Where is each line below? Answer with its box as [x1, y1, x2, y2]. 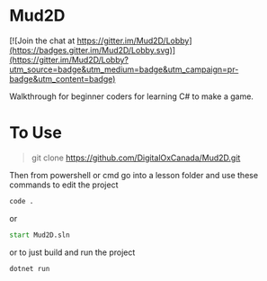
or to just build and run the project [9, 247, 136, 258]
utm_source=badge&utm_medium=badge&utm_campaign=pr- [9, 64, 239, 75]
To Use [9, 122, 63, 143]
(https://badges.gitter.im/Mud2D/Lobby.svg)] [9, 44, 176, 55]
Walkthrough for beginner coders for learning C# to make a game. [9, 91, 254, 102]
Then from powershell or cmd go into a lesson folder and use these [9, 169, 259, 180]
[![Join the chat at [9, 35, 76, 46]
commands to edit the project [9, 179, 119, 190]
